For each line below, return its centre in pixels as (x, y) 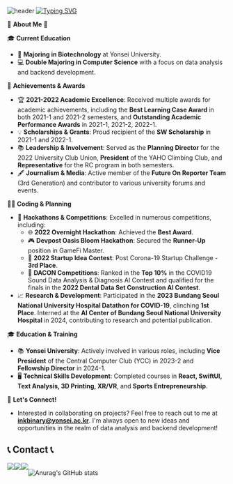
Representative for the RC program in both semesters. (96, 165)
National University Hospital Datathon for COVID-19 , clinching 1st (113, 305)
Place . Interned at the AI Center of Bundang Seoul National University (119, 313)
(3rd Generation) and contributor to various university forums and (111, 183)
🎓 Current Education (39, 38)
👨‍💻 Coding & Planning (39, 204)
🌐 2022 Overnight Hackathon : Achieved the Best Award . (110, 232)
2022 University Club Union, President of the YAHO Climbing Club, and (120, 158)
